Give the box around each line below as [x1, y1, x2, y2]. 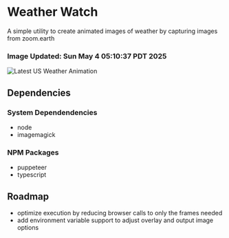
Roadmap [7, 191, 50, 202]
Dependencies [7, 87, 71, 98]
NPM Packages [7, 147, 59, 157]
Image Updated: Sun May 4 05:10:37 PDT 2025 [7, 51, 167, 61]
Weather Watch [7, 4, 98, 20]
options [17, 224, 39, 232]
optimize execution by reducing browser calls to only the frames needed [17, 209, 223, 217]
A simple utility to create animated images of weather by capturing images [7, 27, 218, 35]
